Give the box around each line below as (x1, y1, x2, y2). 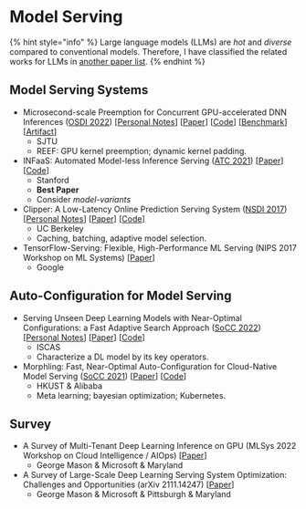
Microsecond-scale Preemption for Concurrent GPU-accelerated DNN (22, 107, 288, 118)
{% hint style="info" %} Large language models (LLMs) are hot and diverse (9, 36, 292, 47)
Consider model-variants (36, 193, 132, 204)
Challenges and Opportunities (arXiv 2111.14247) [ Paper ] (22, 479, 235, 490)
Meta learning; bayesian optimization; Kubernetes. (36, 390, 227, 400)
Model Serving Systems (9, 82, 149, 98)
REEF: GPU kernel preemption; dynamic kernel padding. (36, 145, 247, 156)
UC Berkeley (36, 223, 84, 234)
